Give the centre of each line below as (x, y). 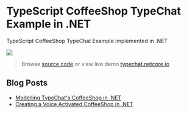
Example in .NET (49, 24)
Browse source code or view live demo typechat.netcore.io (95, 64)
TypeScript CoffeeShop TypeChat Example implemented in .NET (87, 41)
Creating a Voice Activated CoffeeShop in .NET (74, 104)
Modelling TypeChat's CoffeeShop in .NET (68, 98)
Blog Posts (27, 83)
